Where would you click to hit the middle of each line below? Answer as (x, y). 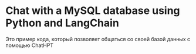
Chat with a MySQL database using (93, 11)
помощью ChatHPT (30, 45)
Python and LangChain (62, 23)
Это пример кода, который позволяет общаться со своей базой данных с (98, 39)
